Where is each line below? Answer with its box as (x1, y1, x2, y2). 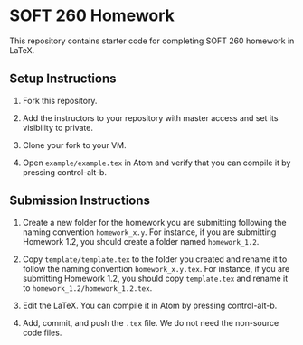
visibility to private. (22, 122, 93, 133)
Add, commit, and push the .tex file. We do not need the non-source (22, 317, 279, 328)
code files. (22, 327, 62, 338)
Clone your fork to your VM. (22, 139, 127, 150)
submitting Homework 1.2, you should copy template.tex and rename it (22, 273, 289, 284)
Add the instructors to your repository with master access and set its (22, 112, 279, 123)
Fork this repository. (22, 95, 98, 106)
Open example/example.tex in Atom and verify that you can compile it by (22, 157, 291, 168)
